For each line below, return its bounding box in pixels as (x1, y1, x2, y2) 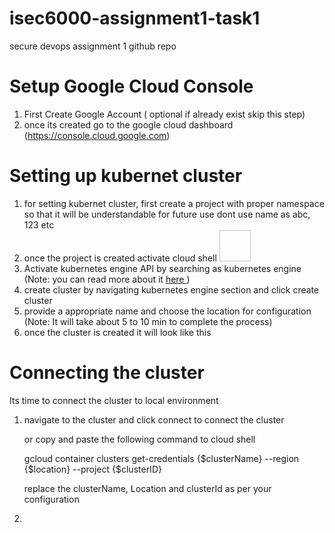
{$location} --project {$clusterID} (23, 463, 162, 475)
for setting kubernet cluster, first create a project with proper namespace (23, 197, 325, 209)
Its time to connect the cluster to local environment (9, 394, 219, 406)
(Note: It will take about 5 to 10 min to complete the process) (23, 315, 273, 327)
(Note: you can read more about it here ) (23, 273, 191, 285)
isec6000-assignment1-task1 (9, 7, 261, 30)
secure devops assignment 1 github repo (9, 40, 177, 52)
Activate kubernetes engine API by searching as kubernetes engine (23, 262, 302, 274)
